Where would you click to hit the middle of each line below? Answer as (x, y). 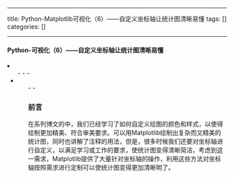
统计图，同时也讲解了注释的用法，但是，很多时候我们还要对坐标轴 (122, 141)
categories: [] (27, 26)
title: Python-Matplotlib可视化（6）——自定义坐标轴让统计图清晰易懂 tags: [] (117, 19)
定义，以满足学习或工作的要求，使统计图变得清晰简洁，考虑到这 (132, 149)
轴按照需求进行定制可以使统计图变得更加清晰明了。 (101, 167)
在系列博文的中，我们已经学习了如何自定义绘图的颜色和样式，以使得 (125, 124)
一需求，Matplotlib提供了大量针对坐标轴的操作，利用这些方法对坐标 (124, 159)
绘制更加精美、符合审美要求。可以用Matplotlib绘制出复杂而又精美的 (124, 132)
